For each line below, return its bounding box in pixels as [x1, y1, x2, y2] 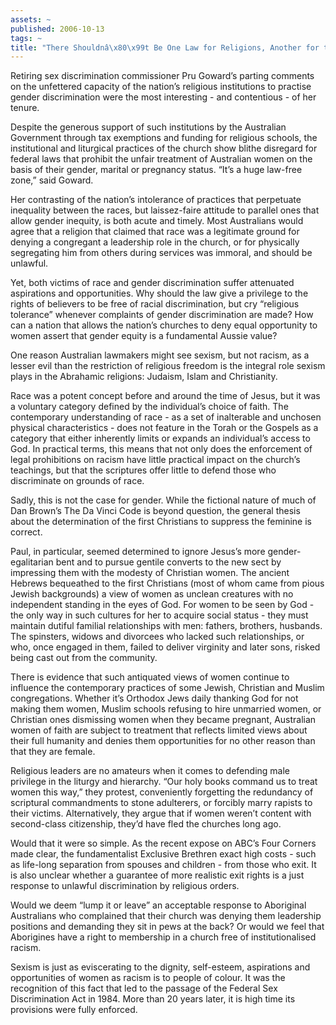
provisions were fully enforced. [10, 1004, 138, 1016]
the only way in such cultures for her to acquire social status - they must [10, 609, 309, 621]
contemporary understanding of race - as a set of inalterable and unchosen [10, 411, 322, 423]
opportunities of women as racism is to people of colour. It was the [10, 972, 286, 984]
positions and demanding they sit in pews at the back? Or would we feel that [10, 921, 325, 933]
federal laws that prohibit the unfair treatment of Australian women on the [10, 153, 313, 165]
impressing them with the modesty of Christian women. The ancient [10, 567, 290, 579]
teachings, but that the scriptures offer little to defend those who [10, 464, 277, 476]
